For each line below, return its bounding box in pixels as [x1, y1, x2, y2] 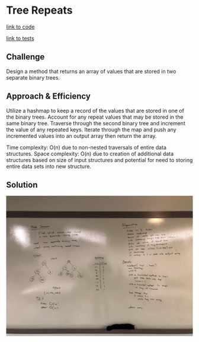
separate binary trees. [6, 74, 60, 81]
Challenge [6, 52, 45, 62]
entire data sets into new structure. [6, 163, 92, 170]
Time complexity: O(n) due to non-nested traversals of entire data [6, 144, 167, 151]
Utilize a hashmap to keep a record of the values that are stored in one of [6, 107, 185, 114]
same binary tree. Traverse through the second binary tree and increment [6, 119, 185, 126]
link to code [6, 23, 35, 30]
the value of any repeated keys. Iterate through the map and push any [6, 126, 176, 133]
